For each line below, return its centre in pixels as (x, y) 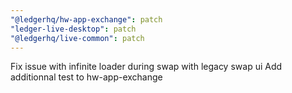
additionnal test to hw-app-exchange (86, 77)
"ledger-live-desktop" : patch (73, 29)
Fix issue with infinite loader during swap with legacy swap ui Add (146, 67)
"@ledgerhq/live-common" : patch (77, 38)
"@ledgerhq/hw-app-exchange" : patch (86, 19)
